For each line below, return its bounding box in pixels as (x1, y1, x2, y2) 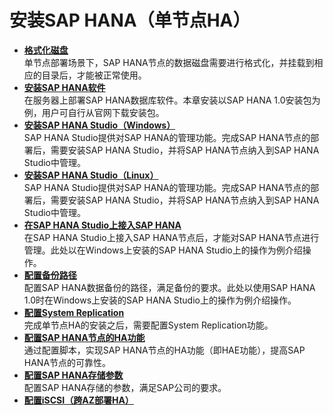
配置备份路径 (23, 269, 77, 281)
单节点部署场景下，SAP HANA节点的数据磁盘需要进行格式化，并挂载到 (23, 56, 315, 68)
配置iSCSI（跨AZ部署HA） (23, 394, 134, 406)
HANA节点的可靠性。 (23, 356, 112, 368)
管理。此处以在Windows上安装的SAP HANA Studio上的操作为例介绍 (23, 244, 303, 256)
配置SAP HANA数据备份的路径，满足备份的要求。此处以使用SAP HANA (23, 281, 316, 293)
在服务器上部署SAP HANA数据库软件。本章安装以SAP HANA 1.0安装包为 (23, 94, 321, 106)
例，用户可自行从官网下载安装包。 (23, 106, 165, 118)
